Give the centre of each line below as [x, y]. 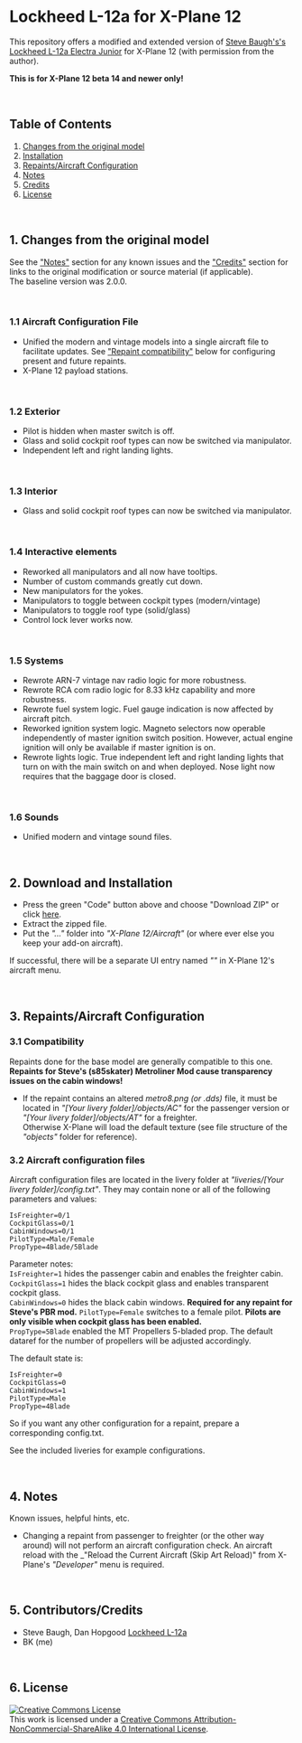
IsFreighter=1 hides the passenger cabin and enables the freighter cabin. [146, 1274]
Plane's [36, 1564]
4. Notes [34, 1497]
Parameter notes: [41, 1264]
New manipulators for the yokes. [83, 590]
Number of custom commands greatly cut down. [112, 581]
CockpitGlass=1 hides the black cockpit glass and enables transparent [139, 1283]
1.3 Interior [33, 492]
